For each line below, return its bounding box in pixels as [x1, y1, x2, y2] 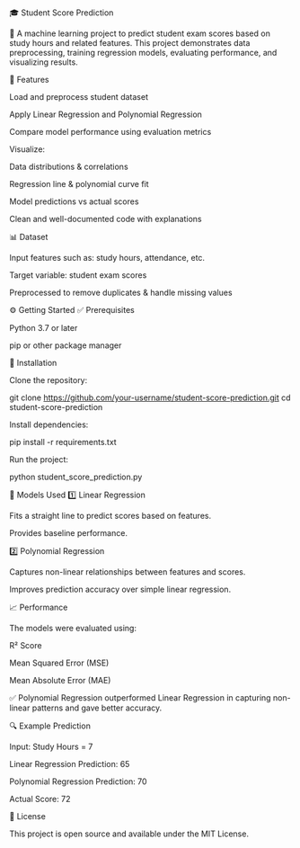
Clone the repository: [9, 375, 88, 385]
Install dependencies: [9, 419, 89, 430]
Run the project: [9, 454, 69, 465]
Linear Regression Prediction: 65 [9, 759, 130, 769]
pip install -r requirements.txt [9, 437, 117, 447]
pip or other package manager [9, 340, 122, 351]
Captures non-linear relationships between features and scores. [9, 567, 246, 577]
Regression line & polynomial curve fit [9, 179, 150, 189]
